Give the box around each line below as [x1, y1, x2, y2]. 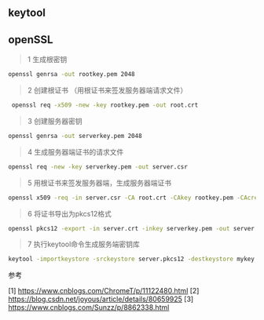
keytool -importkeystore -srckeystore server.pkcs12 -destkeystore [8, 255, 234, 264]
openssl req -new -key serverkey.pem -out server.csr [8, 162, 189, 171]
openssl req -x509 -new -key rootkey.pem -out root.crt [11, 101, 199, 109]
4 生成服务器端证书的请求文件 [27, 147, 124, 156]
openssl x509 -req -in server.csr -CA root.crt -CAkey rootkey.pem [8, 194, 234, 202]
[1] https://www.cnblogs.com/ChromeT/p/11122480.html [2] [8, 286, 200, 296]
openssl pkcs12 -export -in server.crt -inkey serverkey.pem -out [8, 224, 230, 232]
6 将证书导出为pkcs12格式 [27, 209, 112, 218]
